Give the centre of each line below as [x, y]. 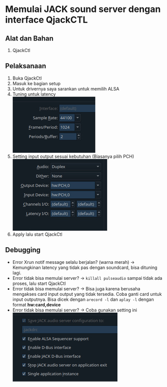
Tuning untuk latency [34, 94]
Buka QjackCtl [27, 78]
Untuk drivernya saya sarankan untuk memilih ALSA [66, 89]
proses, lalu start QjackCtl [39, 283]
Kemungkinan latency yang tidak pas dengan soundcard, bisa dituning [85, 267]
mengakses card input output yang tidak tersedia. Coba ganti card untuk [87, 294]
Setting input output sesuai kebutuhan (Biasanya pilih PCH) [73, 156]
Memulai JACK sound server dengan [83, 9]
